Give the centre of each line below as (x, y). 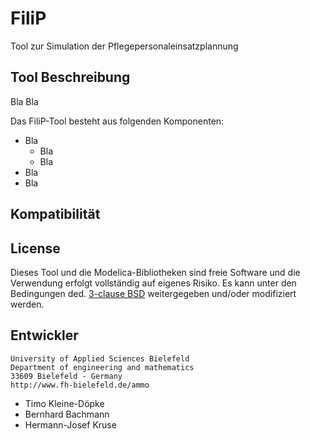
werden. (27, 304)
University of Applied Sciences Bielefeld (100, 358)
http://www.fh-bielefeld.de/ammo (80, 385)
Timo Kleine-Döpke (64, 403)
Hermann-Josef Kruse (70, 424)
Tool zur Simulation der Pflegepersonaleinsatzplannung (124, 46)
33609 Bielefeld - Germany (66, 376)
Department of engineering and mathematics (102, 367)
